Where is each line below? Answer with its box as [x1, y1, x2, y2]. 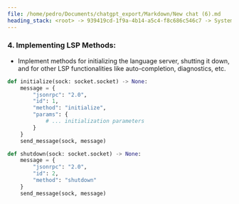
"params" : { [33, 111, 69, 118]
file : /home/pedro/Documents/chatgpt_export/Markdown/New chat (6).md [7, 10, 221, 18]
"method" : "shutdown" [33, 177, 97, 184]
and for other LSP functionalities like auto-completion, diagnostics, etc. [17, 64, 226, 73]
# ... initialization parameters [45, 118, 144, 125]
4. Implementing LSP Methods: [7, 41, 116, 50]
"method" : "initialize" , [33, 104, 107, 112]
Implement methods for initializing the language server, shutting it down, [17, 56, 230, 65]
